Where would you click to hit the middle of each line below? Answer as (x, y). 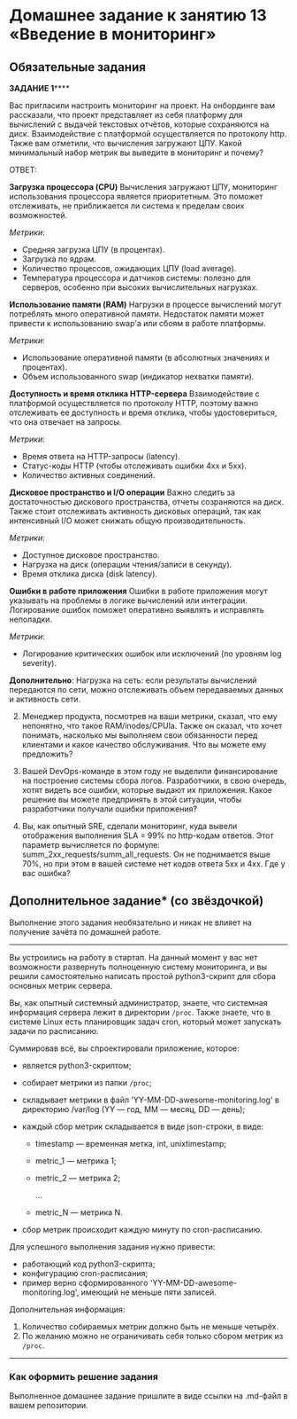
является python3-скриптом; (76, 1065)
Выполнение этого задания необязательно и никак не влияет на (130, 922)
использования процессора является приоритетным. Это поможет (136, 196)
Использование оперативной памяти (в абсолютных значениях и (145, 357)
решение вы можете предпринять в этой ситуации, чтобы (132, 800)
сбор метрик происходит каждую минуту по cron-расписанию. (142, 1229)
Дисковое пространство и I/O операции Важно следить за (122, 492)
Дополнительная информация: (67, 1309)
